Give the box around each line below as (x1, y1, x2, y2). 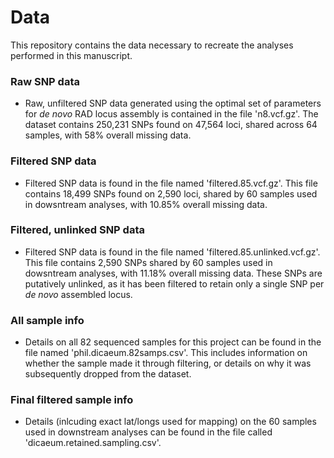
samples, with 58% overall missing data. (24, 129, 192, 141)
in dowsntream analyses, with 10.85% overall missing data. (24, 198, 268, 210)
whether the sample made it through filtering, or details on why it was (24, 357, 312, 370)
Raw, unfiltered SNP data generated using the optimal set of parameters (24, 97, 322, 110)
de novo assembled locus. (24, 288, 133, 300)
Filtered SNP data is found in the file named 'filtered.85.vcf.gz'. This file (24, 177, 318, 189)
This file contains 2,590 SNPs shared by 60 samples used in (24, 256, 273, 268)
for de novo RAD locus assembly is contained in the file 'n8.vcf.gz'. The (24, 108, 319, 120)
